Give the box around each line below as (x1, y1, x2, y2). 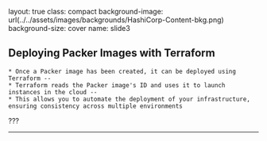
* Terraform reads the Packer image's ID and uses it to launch (8, 81, 226, 90)
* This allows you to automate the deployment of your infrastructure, (8, 95, 250, 103)
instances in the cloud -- (8, 88, 98, 96)
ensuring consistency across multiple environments (8, 102, 183, 110)
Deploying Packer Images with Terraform (8, 47, 216, 60)
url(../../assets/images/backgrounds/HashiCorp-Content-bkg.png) (8, 15, 224, 25)
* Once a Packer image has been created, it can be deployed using (8, 67, 237, 75)
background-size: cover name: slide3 (8, 24, 131, 32)
